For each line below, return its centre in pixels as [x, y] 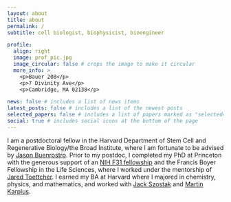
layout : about [27, 13]
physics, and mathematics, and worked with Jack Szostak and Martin [106, 184]
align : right [32, 51]
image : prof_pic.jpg [43, 58]
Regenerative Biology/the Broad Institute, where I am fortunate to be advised [115, 147]
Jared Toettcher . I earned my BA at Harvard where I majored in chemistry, [111, 177]
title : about [26, 20]
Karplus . [19, 191]
